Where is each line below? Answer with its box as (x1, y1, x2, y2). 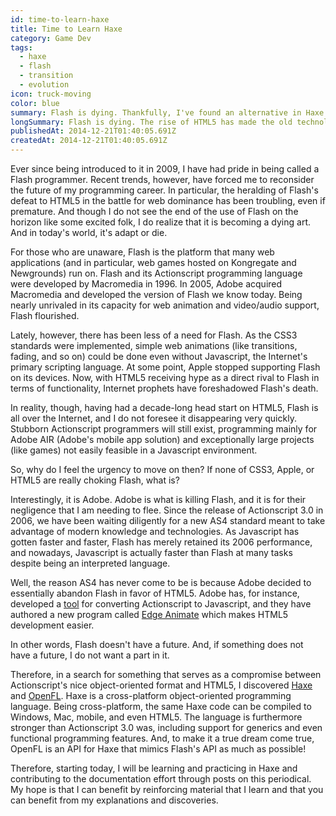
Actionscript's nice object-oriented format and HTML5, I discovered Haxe (10, 679, 313, 691)
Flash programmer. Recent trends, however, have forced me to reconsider (10, 174, 315, 185)
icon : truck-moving (10, 89, 92, 99)
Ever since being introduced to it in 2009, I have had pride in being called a (10, 163, 320, 175)
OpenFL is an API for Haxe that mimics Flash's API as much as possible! (10, 743, 307, 755)
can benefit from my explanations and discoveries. (10, 794, 219, 806)
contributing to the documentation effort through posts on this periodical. (10, 773, 312, 785)
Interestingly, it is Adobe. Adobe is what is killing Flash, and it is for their (10, 494, 307, 505)
